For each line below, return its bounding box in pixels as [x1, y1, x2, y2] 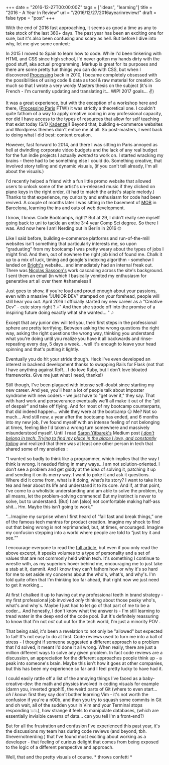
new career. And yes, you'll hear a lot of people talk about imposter [6, 387, 144, 393]
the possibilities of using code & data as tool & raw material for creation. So [6, 77, 161, 83]
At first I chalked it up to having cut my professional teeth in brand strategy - [6, 592, 163, 598]
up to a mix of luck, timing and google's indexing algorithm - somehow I [6, 257, 154, 263]
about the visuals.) [6, 168, 44, 174]
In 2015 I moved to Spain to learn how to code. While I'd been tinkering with [6, 50, 162, 56]
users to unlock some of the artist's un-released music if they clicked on [6, 184, 155, 189]
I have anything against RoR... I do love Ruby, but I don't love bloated [6, 367, 147, 373]
